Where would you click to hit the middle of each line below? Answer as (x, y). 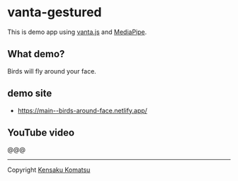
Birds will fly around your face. (52, 71)
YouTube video (41, 133)
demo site (30, 94)
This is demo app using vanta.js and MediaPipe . (77, 32)
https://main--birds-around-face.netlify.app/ (82, 110)
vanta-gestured (55, 12)
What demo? (36, 54)
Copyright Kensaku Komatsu (49, 170)
